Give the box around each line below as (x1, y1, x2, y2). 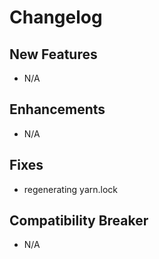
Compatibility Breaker (9, 212, 149, 230)
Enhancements (9, 101, 106, 118)
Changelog (9, 6, 103, 29)
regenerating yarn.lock (23, 183, 118, 195)
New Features (9, 46, 98, 63)
